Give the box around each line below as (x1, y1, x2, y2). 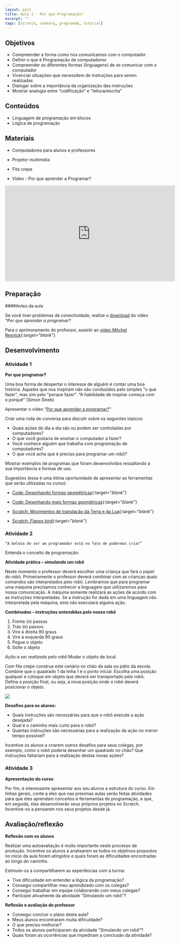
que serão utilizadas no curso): (5, 481, 67, 486)
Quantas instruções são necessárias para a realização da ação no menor (12, 728, 158, 733)
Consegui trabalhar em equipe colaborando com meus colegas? (12, 887, 141, 893)
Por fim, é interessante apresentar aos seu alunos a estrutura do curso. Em (5, 785, 155, 791)
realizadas (12, 77, 33, 83)
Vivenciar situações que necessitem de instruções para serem (12, 73, 137, 78)
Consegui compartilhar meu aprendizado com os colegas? (12, 882, 130, 888)
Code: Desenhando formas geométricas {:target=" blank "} (12, 490, 127, 496)
